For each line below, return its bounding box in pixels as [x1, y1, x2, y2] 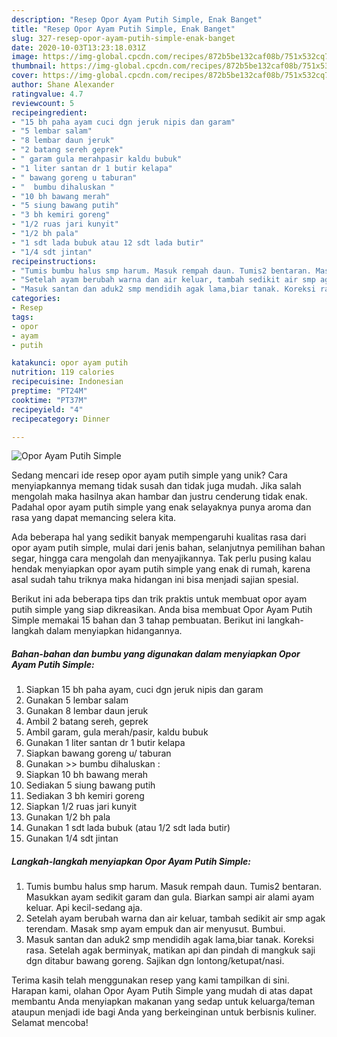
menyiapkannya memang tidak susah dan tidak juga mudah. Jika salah [11, 480, 302, 492]
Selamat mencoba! [11, 1017, 89, 1029]
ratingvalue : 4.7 [11, 89, 84, 99]
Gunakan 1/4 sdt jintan [25, 832, 119, 845]
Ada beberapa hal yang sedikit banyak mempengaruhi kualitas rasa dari [11, 531, 307, 543]
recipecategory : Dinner [11, 414, 111, 424]
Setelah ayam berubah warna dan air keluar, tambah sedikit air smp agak [25, 912, 326, 925]
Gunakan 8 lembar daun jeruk [25, 705, 149, 717]
